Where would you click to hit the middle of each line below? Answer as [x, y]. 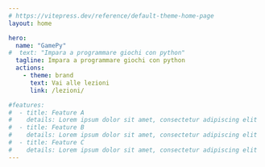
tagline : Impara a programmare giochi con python [100, 61]
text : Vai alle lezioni [70, 83]
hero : [17, 38]
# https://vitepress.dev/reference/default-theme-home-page [112, 16]
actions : [30, 68]
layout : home [30, 23]
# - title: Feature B [46, 127]
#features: [27, 105]
